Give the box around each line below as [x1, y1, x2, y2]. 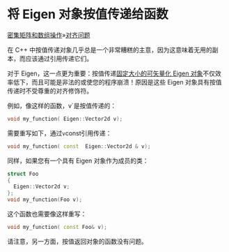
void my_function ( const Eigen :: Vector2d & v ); [7, 142, 151, 150]
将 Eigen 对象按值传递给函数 [7, 6, 168, 22]
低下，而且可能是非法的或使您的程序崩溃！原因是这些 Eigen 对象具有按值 [13, 77, 222, 86]
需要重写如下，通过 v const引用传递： [7, 128, 112, 137]
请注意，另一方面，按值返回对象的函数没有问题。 [7, 237, 148, 245]
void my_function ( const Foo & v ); [7, 224, 108, 231]
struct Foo [7, 170, 39, 177]
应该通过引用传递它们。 [25, 54, 93, 63]
